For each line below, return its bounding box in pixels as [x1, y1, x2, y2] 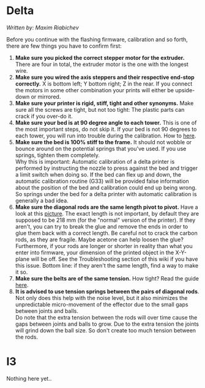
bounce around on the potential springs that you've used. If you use [15, 145, 187, 152]
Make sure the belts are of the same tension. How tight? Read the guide [15, 274, 199, 282]
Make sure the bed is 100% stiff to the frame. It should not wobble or [15, 138, 192, 145]
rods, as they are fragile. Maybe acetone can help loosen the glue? [15, 236, 184, 243]
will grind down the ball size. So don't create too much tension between [15, 326, 196, 334]
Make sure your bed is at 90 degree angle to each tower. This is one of [15, 119, 197, 126]
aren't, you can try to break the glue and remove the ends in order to [15, 222, 188, 230]
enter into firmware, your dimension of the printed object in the [15, 249, 174, 256]
